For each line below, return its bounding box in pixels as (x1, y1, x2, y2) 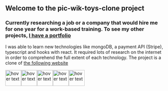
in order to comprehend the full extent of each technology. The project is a (5, 54, 161, 60)
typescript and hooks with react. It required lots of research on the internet (5, 49, 161, 55)
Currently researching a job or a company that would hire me (5, 19, 158, 26)
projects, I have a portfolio (5, 32, 71, 39)
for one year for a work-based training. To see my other (5, 25, 145, 33)
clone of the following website (5, 59, 69, 66)
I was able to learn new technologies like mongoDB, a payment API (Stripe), (5, 43, 163, 50)
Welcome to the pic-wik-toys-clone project (5, 4, 145, 13)
